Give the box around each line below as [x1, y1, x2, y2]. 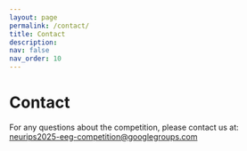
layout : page [9, 12, 58, 22]
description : [9, 37, 58, 47]
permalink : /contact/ [9, 21, 90, 30]
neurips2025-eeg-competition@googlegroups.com [9, 131, 198, 142]
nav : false [9, 46, 50, 55]
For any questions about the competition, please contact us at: [9, 122, 239, 132]
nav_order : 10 [9, 54, 62, 63]
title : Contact [9, 29, 66, 38]
